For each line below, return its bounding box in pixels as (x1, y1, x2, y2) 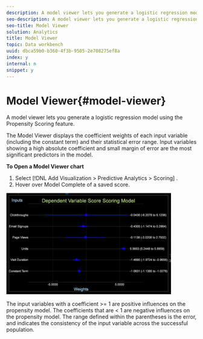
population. (6, 326, 34, 334)
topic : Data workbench (6, 42, 63, 48)
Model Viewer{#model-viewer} (6, 94, 166, 108)
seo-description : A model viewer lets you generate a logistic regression (6, 16, 199, 22)
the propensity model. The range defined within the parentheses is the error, (6, 313, 197, 320)
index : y (6, 54, 28, 60)
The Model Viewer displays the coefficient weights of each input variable (6, 132, 188, 139)
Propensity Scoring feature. (6, 120, 75, 128)
